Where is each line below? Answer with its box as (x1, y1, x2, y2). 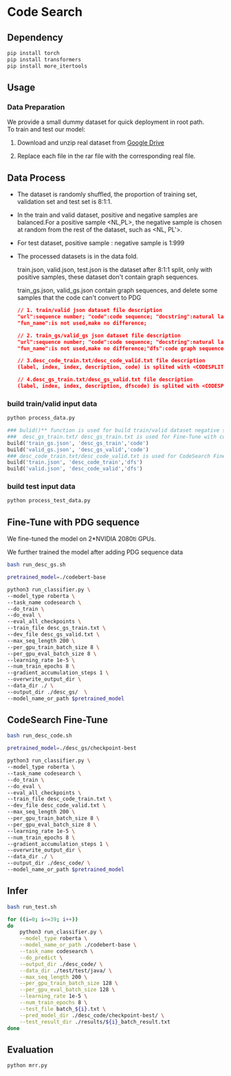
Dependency (7, 32, 63, 43)
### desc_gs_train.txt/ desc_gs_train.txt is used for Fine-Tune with (7, 433, 217, 440)
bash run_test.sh (7, 903, 57, 910)
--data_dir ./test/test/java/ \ (19, 967, 112, 974)
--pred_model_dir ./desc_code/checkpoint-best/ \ (19, 1012, 165, 1019)
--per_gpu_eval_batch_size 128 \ (19, 986, 115, 993)
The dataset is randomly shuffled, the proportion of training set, (16, 190, 197, 198)
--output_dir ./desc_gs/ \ (7, 688, 88, 696)
